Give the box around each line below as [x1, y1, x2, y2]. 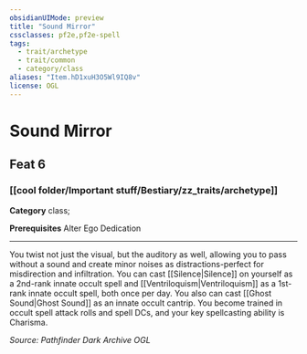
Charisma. [9, 317, 48, 328]
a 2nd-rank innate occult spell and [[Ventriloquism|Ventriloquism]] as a [9, 277, 277, 288]
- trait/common [17, 56, 76, 65]
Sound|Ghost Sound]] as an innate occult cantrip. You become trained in [9, 297, 283, 308]
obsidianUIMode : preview [9, 13, 104, 23]
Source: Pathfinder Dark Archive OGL [9, 334, 151, 345]
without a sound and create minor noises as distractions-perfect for [9, 258, 265, 269]
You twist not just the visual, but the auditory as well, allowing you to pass [9, 248, 288, 260]
